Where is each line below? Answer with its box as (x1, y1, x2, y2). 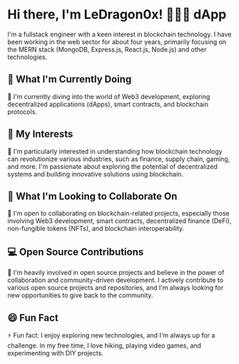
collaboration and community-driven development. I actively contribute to (7, 276, 223, 284)
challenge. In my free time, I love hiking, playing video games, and (7, 341, 202, 350)
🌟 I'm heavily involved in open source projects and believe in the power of (7, 269, 225, 277)
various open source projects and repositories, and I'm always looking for (7, 284, 223, 292)
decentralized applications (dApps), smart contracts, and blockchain (7, 100, 209, 108)
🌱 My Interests (7, 128, 73, 140)
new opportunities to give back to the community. (7, 291, 153, 300)
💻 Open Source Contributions (7, 246, 144, 258)
